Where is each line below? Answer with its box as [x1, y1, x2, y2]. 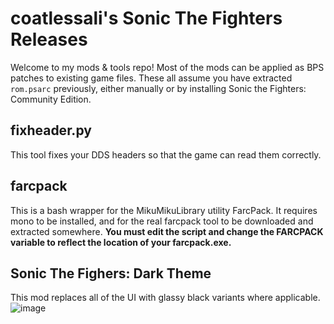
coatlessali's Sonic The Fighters [10, 7, 283, 30]
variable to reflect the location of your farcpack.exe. [10, 236, 232, 248]
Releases [10, 28, 88, 51]
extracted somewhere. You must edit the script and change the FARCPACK [10, 225, 324, 237]
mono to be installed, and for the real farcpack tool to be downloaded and [10, 215, 314, 227]
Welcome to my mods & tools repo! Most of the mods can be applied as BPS [10, 61, 325, 73]
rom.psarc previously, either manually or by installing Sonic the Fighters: [10, 82, 307, 94]
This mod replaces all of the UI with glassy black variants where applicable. [10, 292, 321, 304]
